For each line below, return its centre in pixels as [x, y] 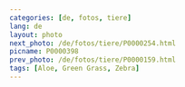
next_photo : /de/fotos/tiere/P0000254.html [93, 43]
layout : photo [36, 34]
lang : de [26, 26]
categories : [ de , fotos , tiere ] [70, 18]
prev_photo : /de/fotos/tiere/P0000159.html [93, 60]
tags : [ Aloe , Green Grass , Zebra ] [75, 69]
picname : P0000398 [44, 52]
